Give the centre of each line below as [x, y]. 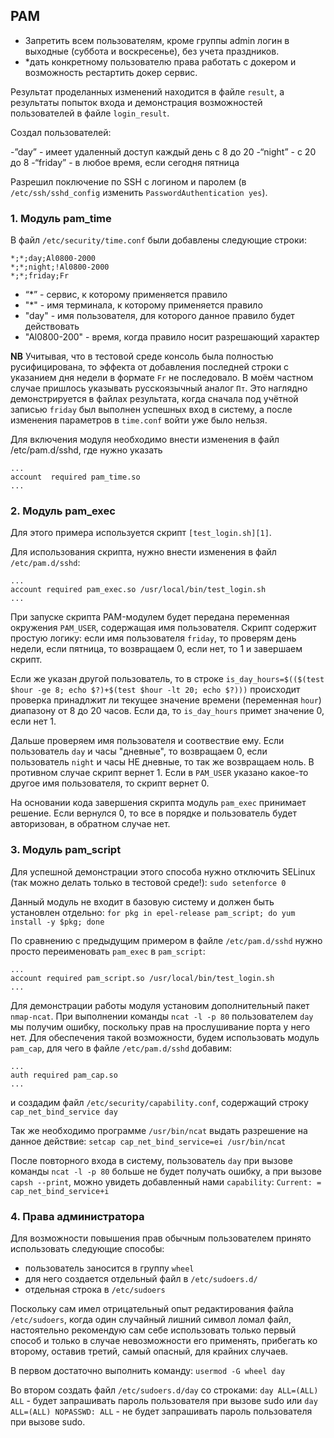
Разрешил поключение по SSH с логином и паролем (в [128, 181]
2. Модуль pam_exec [63, 511]
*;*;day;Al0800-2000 [53, 259]
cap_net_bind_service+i [60, 1191]
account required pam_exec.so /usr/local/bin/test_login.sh [138, 590]
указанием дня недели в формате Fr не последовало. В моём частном [162, 378]
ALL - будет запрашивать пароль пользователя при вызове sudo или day [164, 1400]
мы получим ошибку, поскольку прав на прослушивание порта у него [160, 1026]
